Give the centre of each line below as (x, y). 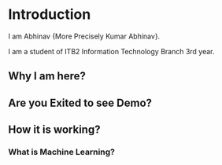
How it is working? (54, 130)
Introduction (50, 15)
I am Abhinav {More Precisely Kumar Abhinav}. (84, 36)
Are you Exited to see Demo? (80, 103)
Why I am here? (47, 76)
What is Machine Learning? (62, 152)
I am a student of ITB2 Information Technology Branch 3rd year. (111, 51)
